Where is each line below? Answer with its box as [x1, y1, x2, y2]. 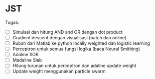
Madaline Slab [12, 57, 42, 63]
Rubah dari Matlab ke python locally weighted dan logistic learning [12, 40, 150, 46]
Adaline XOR [12, 52, 39, 58]
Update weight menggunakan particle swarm [12, 68, 106, 75]
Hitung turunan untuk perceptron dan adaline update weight [12, 63, 136, 69]
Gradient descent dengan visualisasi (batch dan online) [12, 35, 127, 40]
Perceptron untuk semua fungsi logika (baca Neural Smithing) [12, 46, 140, 52]
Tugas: [5, 19, 20, 25]
